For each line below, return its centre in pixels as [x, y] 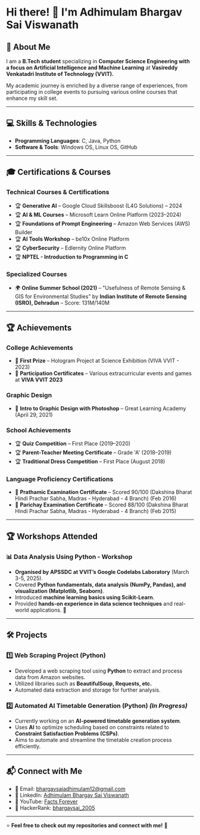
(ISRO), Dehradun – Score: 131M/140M [62, 303]
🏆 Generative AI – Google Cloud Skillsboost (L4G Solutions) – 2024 [99, 205]
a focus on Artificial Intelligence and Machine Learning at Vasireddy [92, 67]
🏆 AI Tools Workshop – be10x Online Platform [72, 239]
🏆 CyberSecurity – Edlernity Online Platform [70, 248]
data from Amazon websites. [50, 677]
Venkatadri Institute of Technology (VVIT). [60, 74]
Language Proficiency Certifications [60, 479]
